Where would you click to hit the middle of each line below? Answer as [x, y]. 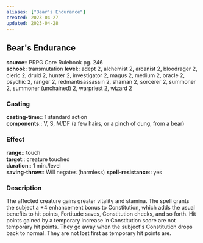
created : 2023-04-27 [33, 18]
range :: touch [23, 152]
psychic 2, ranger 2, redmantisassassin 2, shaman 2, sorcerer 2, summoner [101, 82]
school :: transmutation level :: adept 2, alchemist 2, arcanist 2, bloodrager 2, [102, 69]
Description [24, 188]
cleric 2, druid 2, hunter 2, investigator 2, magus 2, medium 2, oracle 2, [95, 75]
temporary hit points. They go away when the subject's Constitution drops [100, 227]
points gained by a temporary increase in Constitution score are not [91, 221]
